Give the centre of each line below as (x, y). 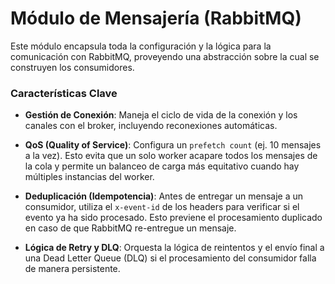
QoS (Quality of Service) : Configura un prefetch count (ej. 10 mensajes (173, 145)
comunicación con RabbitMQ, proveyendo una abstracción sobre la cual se (165, 56)
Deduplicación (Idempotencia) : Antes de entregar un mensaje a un (164, 196)
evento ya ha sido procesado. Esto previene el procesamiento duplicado (173, 218)
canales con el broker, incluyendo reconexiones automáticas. (151, 126)
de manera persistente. (72, 269)
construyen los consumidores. (72, 67)
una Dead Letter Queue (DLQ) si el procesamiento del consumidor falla (170, 258)
